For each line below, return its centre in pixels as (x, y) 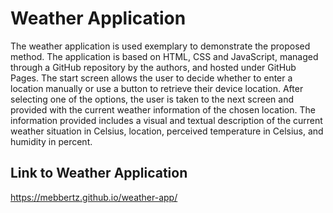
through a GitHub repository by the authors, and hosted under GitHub (153, 67)
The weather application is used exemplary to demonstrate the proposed (160, 46)
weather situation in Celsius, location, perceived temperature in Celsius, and (167, 131)
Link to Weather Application (99, 173)
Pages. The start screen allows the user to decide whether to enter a (151, 78)
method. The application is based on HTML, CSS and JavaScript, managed (164, 56)
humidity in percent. (51, 141)
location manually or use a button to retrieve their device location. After (157, 88)
